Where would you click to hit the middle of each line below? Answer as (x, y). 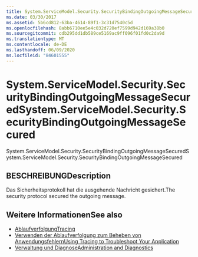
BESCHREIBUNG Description (58, 175)
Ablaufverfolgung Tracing (45, 229)
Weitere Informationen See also (64, 215)
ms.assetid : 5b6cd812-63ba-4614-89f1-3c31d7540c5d (70, 22)
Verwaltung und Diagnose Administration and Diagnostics (84, 248)
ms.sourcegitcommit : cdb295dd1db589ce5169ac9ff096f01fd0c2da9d (85, 34)
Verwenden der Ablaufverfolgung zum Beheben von (78, 235)
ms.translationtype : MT (35, 39)
